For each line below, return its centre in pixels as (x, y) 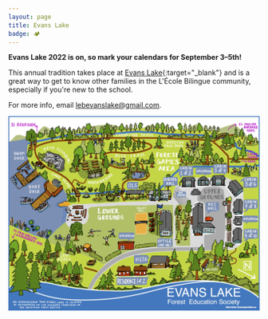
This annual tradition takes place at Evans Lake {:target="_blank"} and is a (129, 73)
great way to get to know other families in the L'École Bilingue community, (130, 81)
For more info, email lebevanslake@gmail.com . (85, 105)
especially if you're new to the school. (71, 90)
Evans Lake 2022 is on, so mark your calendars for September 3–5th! (125, 57)
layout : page (30, 17)
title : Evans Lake (39, 25)
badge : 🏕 (24, 33)
